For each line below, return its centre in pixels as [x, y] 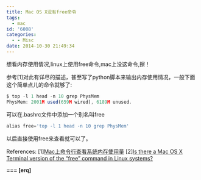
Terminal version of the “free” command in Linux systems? [80, 158]
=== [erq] [19, 170]
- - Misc [23, 40]
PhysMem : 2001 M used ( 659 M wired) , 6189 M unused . [69, 102]
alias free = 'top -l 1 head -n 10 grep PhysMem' [68, 126]
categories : [21, 35]
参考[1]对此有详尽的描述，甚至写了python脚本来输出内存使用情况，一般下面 [101, 77]
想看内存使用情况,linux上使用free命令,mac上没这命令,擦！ [78, 64]
